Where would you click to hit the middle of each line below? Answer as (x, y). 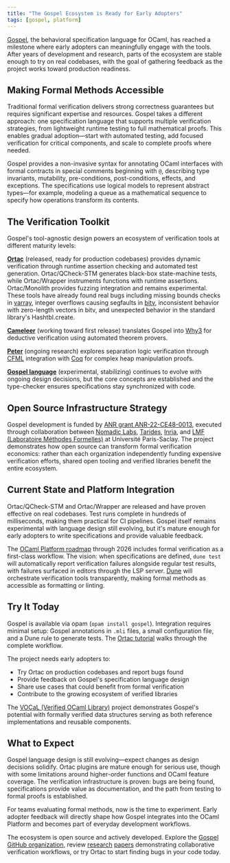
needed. (19, 150)
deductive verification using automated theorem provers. (88, 338)
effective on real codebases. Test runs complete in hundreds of (97, 514)
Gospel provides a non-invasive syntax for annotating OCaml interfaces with (115, 164)
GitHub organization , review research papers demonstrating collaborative (111, 844)
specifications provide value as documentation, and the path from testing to (114, 789)
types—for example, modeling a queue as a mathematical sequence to (107, 193)
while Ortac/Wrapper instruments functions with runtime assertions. (103, 281)
